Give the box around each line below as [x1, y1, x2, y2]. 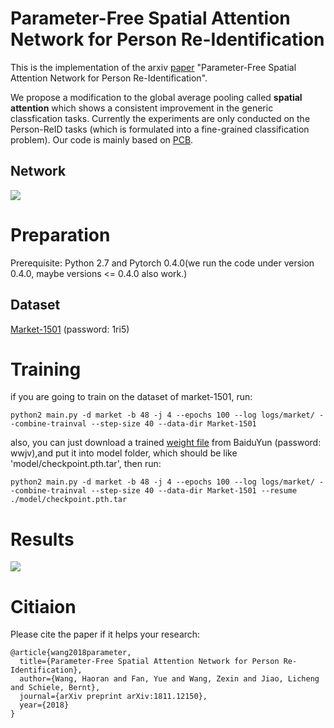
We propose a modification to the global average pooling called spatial [10, 91, 303, 103]
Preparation [10, 223, 111, 246]
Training [10, 358, 82, 381]
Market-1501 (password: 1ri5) [10, 323, 130, 335]
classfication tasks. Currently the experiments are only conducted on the [10, 112, 311, 124]
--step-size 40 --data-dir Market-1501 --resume [90, 486, 298, 496]
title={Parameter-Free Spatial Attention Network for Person [19, 657, 280, 667]
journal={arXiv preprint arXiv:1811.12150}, [19, 692, 208, 702]
